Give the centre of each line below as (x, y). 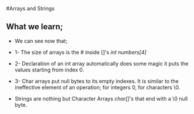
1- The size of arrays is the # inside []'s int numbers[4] (81, 52)
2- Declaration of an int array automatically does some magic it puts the (101, 63)
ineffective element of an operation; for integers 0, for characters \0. (97, 87)
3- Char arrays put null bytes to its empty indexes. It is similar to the (97, 81)
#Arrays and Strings (30, 8)
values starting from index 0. (49, 70)
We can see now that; (41, 41)
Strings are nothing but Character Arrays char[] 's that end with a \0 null (101, 98)
